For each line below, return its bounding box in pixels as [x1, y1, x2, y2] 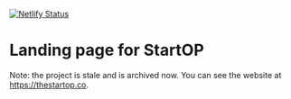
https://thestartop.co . [9, 79, 89, 90]
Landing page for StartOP [9, 40, 205, 60]
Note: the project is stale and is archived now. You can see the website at [9, 69, 282, 80]
